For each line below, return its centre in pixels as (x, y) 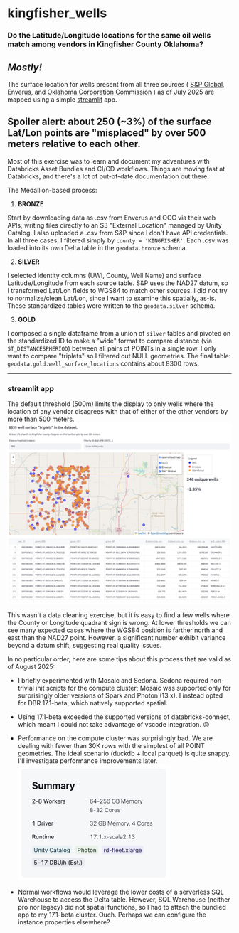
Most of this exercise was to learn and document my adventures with (108, 161)
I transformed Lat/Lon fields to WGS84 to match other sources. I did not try (117, 290)
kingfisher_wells (57, 13)
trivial (26, 688)
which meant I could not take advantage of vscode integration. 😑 (113, 725)
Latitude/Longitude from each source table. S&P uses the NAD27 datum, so (118, 283)
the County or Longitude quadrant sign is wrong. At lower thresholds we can (119, 623)
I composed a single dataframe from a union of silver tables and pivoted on (119, 333)
